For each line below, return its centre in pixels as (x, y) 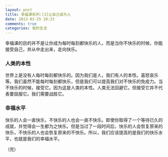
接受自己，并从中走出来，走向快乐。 (42, 49)
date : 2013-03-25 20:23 (30, 19)
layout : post (19, 10)
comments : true (21, 24)
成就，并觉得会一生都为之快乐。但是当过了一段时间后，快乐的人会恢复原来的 (84, 126)
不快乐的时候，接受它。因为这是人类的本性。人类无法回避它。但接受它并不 (82, 88)
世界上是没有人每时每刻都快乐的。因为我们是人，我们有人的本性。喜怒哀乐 (82, 75)
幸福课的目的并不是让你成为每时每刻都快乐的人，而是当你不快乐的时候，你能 (84, 43)
